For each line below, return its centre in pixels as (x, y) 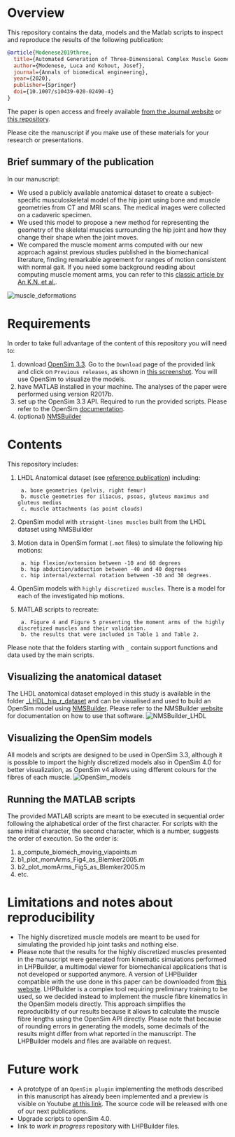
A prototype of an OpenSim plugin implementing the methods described (120, 1089)
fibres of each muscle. (40, 777)
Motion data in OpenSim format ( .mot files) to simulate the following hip (120, 543)
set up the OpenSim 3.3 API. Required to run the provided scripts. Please (122, 401)
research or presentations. (45, 140)
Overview (36, 13)
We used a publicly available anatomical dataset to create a (103, 192)
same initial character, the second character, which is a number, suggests (113, 831)
